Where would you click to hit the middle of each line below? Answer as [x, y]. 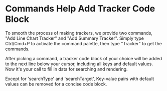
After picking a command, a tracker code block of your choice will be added [83, 58]
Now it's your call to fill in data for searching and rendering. [66, 69]
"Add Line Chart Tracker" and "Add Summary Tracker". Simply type [75, 38]
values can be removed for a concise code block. [56, 84]
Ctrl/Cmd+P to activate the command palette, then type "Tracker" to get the [83, 43]
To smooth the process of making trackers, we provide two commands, [79, 33]
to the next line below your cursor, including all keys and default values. [79, 64]
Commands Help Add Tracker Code [80, 9]
